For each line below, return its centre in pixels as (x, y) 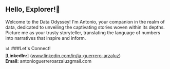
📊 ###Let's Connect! (28, 48)
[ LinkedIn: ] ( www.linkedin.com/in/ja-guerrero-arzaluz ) (63, 55)
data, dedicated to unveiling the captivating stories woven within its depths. (85, 27)
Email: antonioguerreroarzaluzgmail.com (49, 61)
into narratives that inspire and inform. (46, 38)
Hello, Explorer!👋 (33, 9)
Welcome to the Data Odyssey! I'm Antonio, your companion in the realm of (85, 21)
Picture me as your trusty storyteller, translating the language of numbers (83, 32)
